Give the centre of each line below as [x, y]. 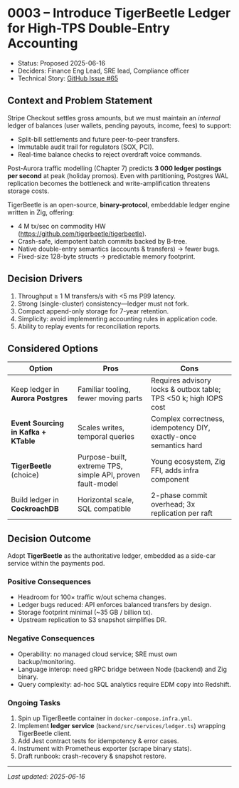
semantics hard [176, 445]
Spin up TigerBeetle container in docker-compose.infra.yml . [105, 718]
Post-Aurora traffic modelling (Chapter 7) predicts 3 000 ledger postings [115, 168]
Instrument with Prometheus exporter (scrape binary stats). [105, 749]
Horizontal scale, [106, 500]
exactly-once [174, 437]
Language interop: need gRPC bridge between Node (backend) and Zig [122, 669]
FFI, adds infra [175, 470]
